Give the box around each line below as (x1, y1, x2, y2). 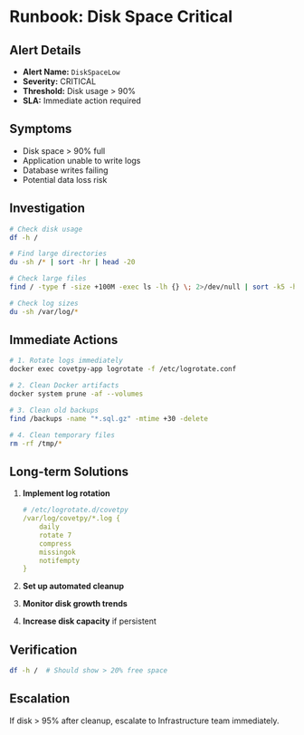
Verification (9, 642, 78, 657)
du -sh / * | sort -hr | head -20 (9, 258, 136, 267)
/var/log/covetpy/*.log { (22, 514, 120, 523)
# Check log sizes (9, 299, 79, 308)
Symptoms (9, 121, 72, 137)
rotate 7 (39, 530, 72, 539)
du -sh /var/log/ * (9, 307, 79, 316)
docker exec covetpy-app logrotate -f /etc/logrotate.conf (9, 365, 237, 374)
